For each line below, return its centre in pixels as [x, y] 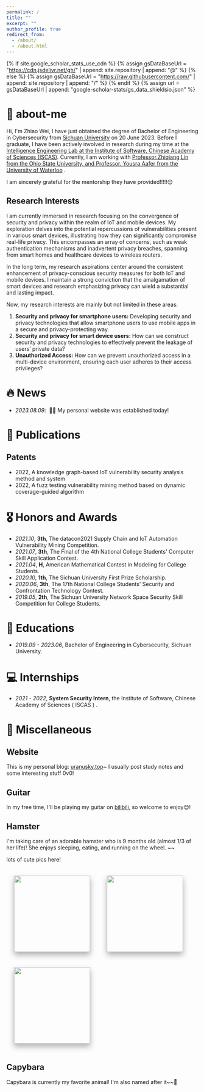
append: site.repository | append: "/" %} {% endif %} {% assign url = [93, 82]
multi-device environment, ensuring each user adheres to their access [103, 362]
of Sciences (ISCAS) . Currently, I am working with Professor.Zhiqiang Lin [97, 157]
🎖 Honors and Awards [62, 517]
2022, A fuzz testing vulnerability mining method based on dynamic [100, 485]
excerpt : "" [21, 23]
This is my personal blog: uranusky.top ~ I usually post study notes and [95, 767]
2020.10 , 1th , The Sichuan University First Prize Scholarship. [91, 577]
